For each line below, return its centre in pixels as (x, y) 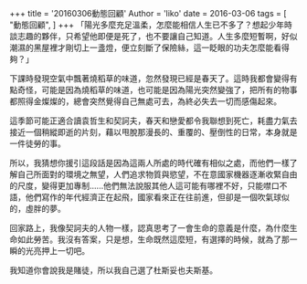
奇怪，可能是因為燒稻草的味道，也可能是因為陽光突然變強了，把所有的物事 (157, 90)
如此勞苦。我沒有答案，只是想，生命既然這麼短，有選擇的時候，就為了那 (153, 239)
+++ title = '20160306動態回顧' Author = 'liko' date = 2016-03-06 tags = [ (148, 13)
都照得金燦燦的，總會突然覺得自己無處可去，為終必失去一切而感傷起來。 (145, 101)
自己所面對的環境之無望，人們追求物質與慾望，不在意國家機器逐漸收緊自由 (157, 174)
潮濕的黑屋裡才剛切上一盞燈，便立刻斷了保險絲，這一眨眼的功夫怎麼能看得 (149, 47)
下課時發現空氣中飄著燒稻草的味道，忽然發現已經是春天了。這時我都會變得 (149, 79)
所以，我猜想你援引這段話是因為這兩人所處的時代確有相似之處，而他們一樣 (149, 163)
